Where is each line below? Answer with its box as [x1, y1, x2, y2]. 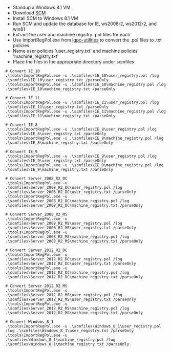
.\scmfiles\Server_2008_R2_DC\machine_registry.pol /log [5, 199, 130, 204]
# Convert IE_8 [5, 122, 38, 127]
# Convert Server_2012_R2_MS [5, 283, 68, 289]
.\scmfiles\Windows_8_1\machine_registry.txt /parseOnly [5, 342, 130, 347]
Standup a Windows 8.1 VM [12, 5, 71, 10]
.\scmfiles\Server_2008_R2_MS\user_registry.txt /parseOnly [5, 225, 137, 230]
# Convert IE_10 [5, 69, 40, 74]
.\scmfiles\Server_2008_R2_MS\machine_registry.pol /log [5, 234, 130, 239]
